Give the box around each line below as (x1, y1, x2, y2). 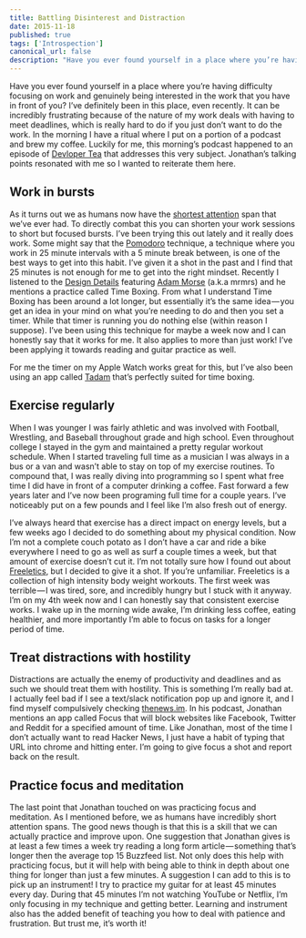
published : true (9, 30, 71, 39)
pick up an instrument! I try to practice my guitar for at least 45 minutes (9, 880, 277, 891)
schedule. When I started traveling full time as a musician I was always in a (9, 451, 290, 462)
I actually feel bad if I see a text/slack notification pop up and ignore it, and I (9, 693, 294, 704)
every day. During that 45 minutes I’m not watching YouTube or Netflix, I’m (9, 889, 289, 900)
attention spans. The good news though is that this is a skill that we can (9, 821, 278, 832)
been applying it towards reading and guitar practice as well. (9, 343, 237, 355)
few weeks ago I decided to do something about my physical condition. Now (9, 526, 296, 537)
